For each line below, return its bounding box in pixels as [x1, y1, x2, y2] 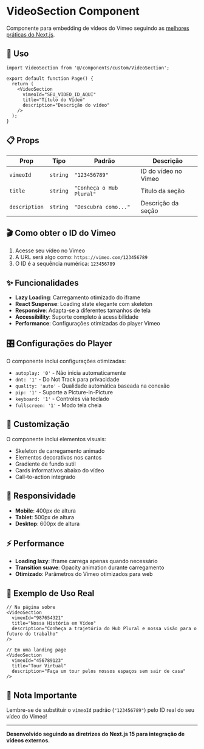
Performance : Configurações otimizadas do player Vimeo [15, 320, 160, 327]
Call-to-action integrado [15, 473, 76, 480]
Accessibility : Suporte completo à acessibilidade [15, 313, 138, 321]
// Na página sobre [6, 605, 56, 611]
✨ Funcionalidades [6, 277, 79, 288]
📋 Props [6, 135, 39, 146]
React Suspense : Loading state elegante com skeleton [15, 300, 153, 308]
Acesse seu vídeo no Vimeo [15, 247, 86, 254]
